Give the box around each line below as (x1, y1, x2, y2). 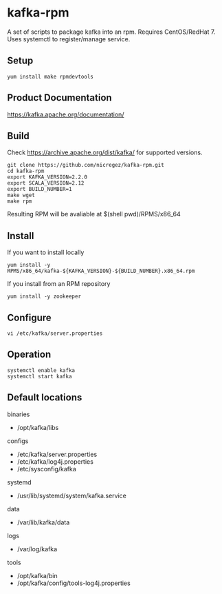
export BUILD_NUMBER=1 (7, 186, 72, 193)
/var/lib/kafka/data (16, 518, 70, 526)
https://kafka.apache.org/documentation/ (7, 110, 124, 119)
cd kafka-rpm (7, 167, 45, 175)
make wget (7, 192, 36, 199)
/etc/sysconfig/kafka (16, 464, 77, 473)
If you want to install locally (7, 248, 85, 256)
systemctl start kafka (7, 373, 72, 380)
